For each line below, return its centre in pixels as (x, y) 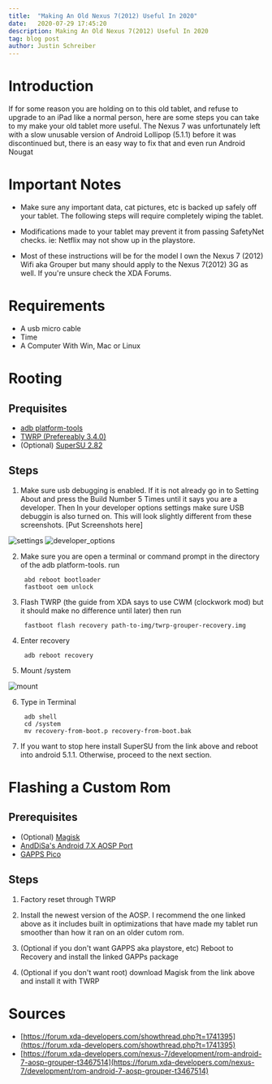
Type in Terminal (48, 702)
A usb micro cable (50, 328)
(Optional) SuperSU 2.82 (61, 445)
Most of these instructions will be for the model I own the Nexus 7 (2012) (142, 256)
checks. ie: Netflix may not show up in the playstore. (108, 240)
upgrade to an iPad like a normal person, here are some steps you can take (134, 118)
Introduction (51, 86)
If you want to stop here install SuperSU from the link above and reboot (139, 746)
